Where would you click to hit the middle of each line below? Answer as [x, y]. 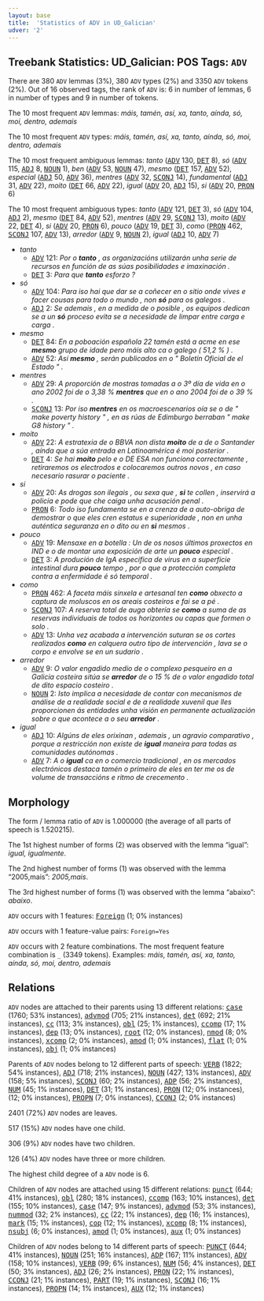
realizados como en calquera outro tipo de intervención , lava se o [139, 643]
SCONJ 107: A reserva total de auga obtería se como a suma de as [139, 610]
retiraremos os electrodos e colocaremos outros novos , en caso [136, 468]
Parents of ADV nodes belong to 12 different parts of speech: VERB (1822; [125, 1064]
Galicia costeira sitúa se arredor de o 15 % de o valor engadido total [142, 677]
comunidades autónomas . [75, 752]
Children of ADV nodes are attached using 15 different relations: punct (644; [130, 1189]
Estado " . [47, 367]
